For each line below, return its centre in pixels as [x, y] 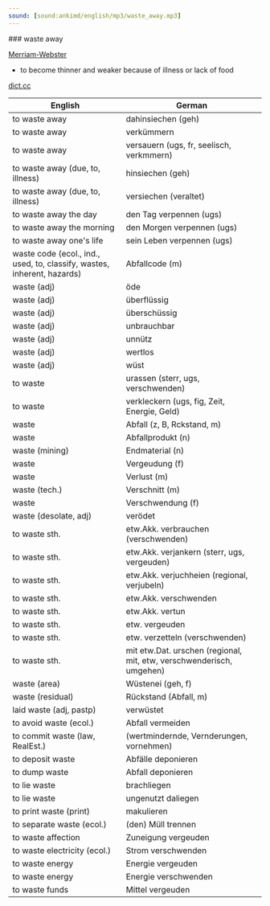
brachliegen [148, 785]
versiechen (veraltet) [165, 196]
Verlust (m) [147, 477]
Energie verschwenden [169, 876]
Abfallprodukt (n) [158, 437]
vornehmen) [149, 746]
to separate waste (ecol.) [59, 824]
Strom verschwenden [166, 851]
